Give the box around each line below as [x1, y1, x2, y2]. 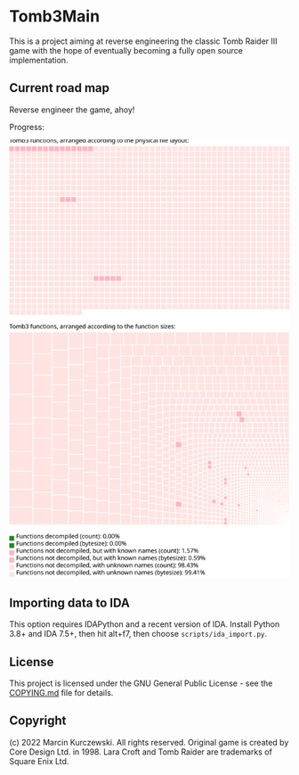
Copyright [9, 713, 67, 729]
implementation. [9, 54, 69, 65]
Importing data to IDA [9, 595, 131, 610]
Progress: [9, 121, 44, 132]
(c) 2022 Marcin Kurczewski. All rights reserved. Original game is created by [9, 737, 289, 747]
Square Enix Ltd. [9, 755, 69, 766]
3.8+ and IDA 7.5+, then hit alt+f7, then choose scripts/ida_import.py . [9, 629, 268, 639]
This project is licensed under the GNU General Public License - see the [9, 678, 273, 688]
